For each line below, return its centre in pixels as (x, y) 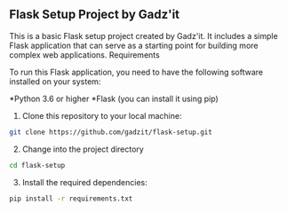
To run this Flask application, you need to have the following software (136, 72)
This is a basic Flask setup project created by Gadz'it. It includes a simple (143, 35)
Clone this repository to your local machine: (102, 115)
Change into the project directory (83, 149)
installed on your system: (55, 81)
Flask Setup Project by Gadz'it (95, 15)
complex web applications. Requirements (84, 55)
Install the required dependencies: (85, 182)
